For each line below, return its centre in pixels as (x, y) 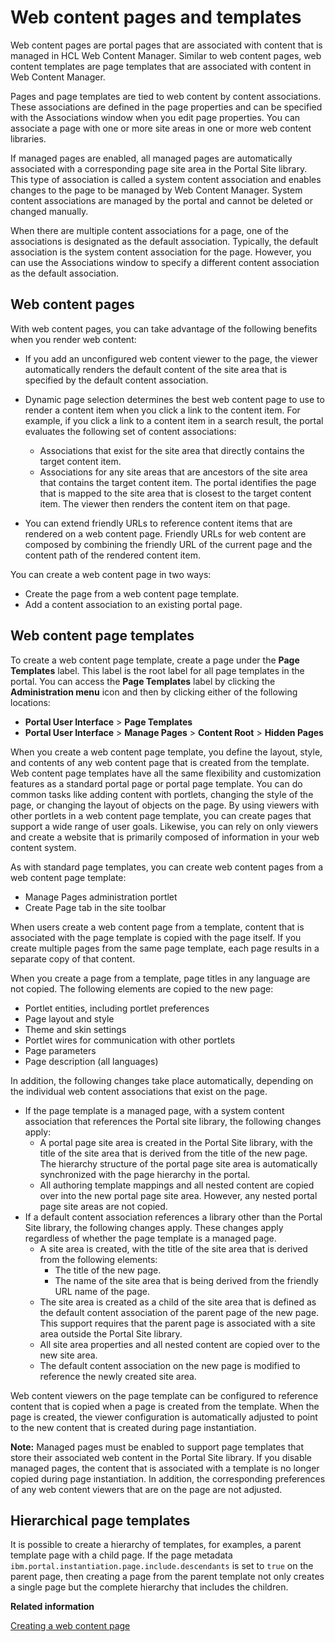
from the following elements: (98, 1259)
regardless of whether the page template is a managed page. (150, 1238)
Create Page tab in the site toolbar (95, 907)
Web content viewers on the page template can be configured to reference (164, 1395)
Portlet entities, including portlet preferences (117, 1008)
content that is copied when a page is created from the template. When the (165, 1406)
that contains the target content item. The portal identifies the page (178, 482)
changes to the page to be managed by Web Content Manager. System (156, 190)
